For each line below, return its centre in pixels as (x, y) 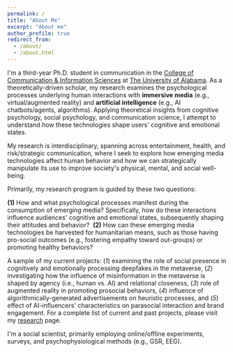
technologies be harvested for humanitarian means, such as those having (113, 232)
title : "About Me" (34, 20)
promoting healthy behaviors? (50, 247)
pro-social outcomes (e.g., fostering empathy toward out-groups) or (105, 239)
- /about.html (34, 53)
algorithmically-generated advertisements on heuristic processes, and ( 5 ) (113, 297)
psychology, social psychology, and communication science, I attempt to (112, 117)
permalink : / (26, 14)
